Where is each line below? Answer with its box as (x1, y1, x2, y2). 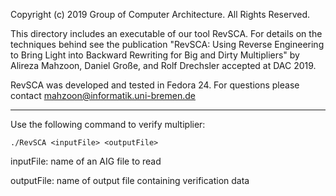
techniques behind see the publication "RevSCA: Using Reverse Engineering (10, 39, 325, 50)
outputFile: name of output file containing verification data (10, 175, 250, 186)
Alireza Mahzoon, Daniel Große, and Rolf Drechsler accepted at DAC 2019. (10, 60, 317, 71)
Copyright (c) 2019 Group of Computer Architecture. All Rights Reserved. (10, 9, 310, 20)
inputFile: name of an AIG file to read (10, 155, 162, 167)
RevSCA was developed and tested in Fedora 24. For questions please (10, 79, 300, 91)
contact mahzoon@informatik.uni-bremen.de (10, 90, 196, 101)
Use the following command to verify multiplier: (10, 119, 206, 130)
